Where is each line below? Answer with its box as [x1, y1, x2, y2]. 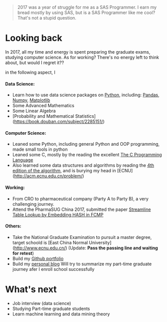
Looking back [5, 33, 62, 44]
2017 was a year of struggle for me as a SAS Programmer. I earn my [17, 5, 157, 10]
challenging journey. [12, 201, 54, 207]
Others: [5, 223, 21, 229]
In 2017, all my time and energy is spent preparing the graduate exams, [5, 49, 151, 55]
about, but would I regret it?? [5, 60, 64, 66]
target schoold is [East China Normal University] [12, 239, 112, 245]
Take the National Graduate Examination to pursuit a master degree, [12, 234, 152, 240]
